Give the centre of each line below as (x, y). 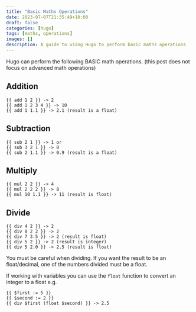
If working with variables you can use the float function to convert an (91, 276)
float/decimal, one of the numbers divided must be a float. (77, 265)
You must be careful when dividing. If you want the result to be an (86, 258)
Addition (22, 86)
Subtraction (28, 129)
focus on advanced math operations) (51, 67)
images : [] (19, 39)
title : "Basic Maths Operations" (47, 12)
